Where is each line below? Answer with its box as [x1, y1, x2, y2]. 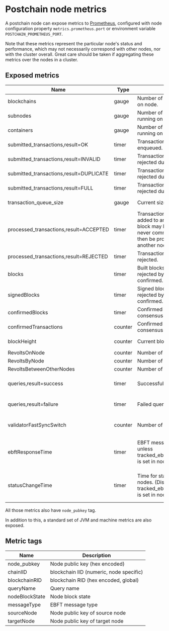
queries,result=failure [8, 401, 59, 408]
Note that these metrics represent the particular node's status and [5, 40, 142, 46]
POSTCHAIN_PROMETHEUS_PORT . [5, 31, 63, 37]
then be [137, 235, 155, 242]
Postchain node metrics [5, 4, 107, 15]
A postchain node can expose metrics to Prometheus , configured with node [5, 20, 162, 26]
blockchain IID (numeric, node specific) [50, 568, 143, 575]
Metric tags [5, 537, 42, 546]
